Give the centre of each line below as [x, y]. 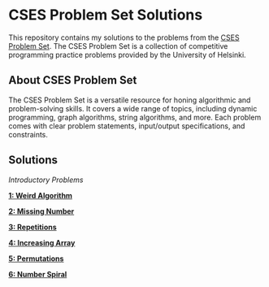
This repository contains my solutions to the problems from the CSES [124, 37]
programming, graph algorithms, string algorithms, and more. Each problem [135, 117]
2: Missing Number [41, 211]
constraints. [28, 134]
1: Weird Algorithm [41, 195]
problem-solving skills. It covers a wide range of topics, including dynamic [133, 108]
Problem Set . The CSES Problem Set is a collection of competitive [118, 46]
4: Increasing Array [42, 242]
